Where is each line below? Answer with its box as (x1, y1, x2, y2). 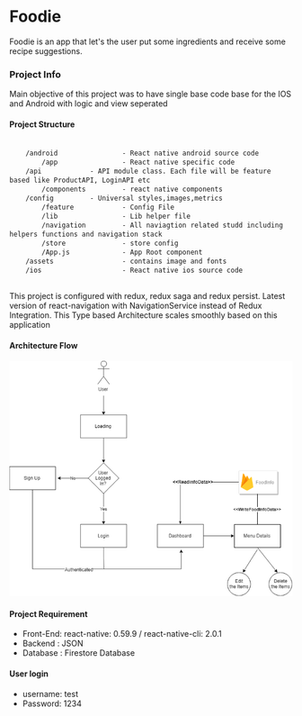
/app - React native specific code (41, 158, 235, 168)
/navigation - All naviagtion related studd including (41, 221, 283, 231)
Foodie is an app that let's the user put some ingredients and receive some (9, 36, 286, 47)
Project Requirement (9, 608, 88, 619)
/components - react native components (41, 185, 223, 195)
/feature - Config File (41, 203, 175, 213)
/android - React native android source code (25, 149, 259, 159)
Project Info (9, 68, 61, 80)
